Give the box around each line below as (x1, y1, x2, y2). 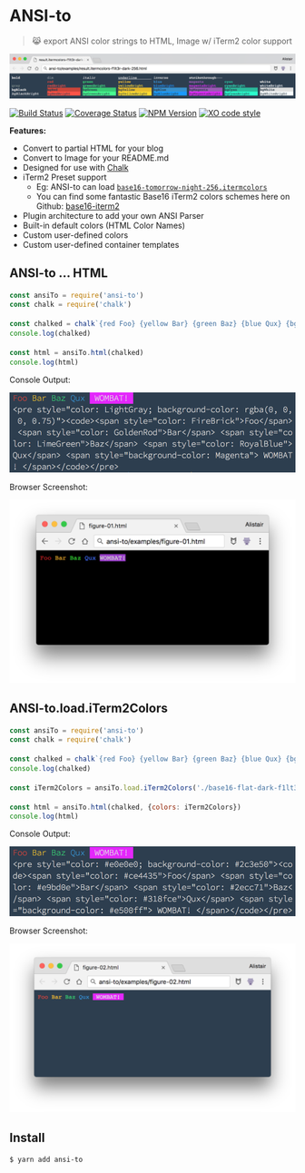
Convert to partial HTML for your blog (22, 143, 163, 153)
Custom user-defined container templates (22, 239, 180, 250)
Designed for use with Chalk (22, 162, 129, 172)
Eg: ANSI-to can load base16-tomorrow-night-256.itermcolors (35, 181, 268, 192)
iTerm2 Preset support (22, 172, 107, 182)
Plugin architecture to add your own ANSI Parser (22, 210, 204, 221)
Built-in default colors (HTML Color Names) (22, 220, 186, 231)
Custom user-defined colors (22, 229, 129, 241)
